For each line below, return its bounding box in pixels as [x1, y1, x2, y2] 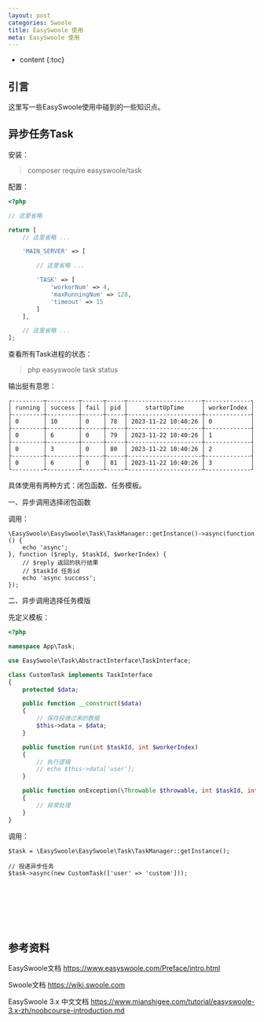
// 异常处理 [36, 801, 71, 809]
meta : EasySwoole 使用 [8, 33, 80, 42]
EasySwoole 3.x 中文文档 [8, 997, 89, 1006]
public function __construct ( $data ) [22, 700, 143, 708]
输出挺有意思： [8, 381, 57, 391]
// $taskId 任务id [22, 568, 80, 576]
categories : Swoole [8, 19, 72, 27]
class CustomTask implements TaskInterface [8, 671, 153, 679]
